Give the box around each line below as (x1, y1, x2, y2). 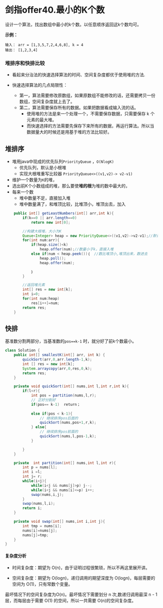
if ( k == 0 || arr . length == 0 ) (22, 215, 77, 220)
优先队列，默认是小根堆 (19, 165, 66, 171)
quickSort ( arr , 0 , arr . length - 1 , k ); (22, 357, 92, 362)
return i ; (22, 506, 42, 511)
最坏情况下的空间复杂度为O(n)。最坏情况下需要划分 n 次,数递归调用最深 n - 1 (5, 591, 158, 597)
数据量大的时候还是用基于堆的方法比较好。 (26, 129, 112, 135)
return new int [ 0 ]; (31, 220, 70, 225)
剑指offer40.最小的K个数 (5, 4, 105, 16)
